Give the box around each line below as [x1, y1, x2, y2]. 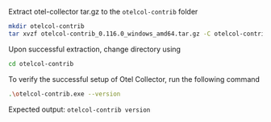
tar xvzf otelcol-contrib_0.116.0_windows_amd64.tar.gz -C [8, 30, 211, 38]
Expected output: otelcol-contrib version [8, 104, 151, 114]
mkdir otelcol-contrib [8, 22, 85, 31]
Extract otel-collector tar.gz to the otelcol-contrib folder [8, 7, 198, 16]
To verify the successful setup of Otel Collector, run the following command [8, 74, 261, 83]
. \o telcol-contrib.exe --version [8, 90, 121, 98]
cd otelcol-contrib [8, 59, 74, 67]
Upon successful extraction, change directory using [8, 44, 181, 54]
